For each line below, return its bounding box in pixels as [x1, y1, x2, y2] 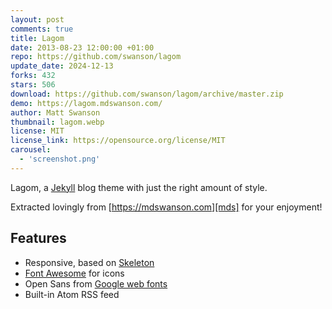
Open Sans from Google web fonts [24, 277, 168, 290]
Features [10, 230, 67, 247]
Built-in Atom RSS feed [24, 288, 120, 300]
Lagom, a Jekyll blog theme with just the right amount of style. [10, 181, 268, 193]
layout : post [10, 14, 65, 25]
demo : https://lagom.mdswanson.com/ [10, 98, 163, 108]
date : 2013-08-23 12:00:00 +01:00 [10, 42, 155, 53]
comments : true [10, 24, 74, 34]
